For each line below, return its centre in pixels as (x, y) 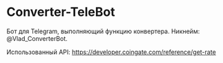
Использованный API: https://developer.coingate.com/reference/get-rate (111, 52)
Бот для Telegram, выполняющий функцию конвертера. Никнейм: (103, 31)
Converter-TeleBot (61, 12)
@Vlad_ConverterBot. (37, 38)
